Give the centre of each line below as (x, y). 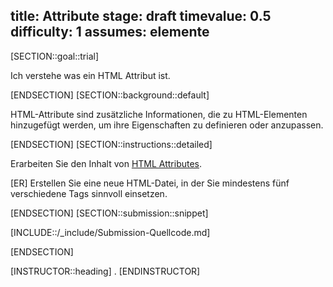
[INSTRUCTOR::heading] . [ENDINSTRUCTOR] (105, 271)
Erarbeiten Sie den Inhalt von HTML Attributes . (106, 163)
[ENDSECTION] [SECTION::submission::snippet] (109, 213)
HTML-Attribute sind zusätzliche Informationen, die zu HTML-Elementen (159, 114)
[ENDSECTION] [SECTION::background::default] (110, 95)
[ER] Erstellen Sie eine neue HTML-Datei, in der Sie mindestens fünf (150, 183)
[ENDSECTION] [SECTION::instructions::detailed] (111, 144)
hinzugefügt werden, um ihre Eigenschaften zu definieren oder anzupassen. (167, 125)
